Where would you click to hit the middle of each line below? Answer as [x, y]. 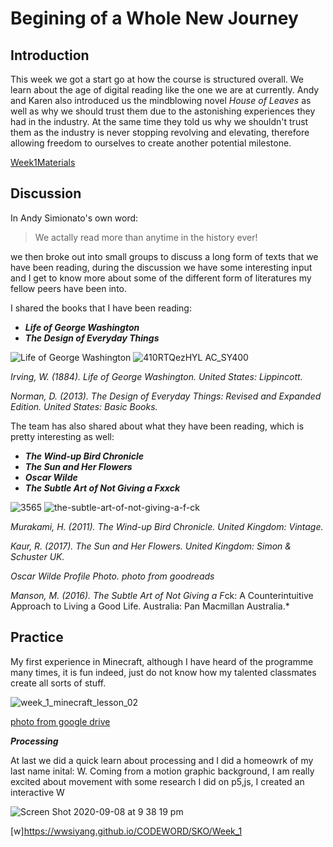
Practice [37, 637]
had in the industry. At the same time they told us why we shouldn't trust [159, 121]
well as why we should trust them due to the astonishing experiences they [163, 111]
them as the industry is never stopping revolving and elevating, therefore [160, 132]
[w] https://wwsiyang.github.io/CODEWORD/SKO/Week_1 [126, 831]
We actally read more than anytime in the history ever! [146, 237]
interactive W [37, 792]
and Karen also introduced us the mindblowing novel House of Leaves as [161, 100]
